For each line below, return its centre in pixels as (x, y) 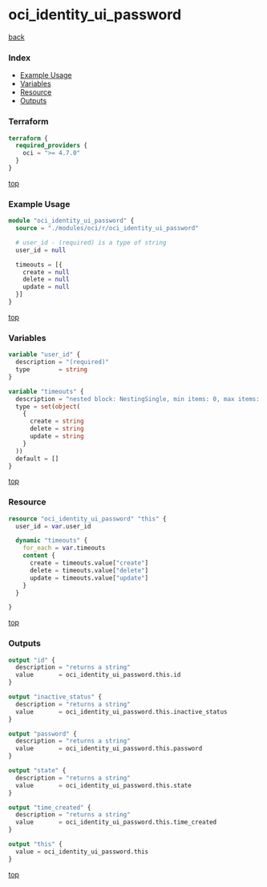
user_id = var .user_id (53, 526)
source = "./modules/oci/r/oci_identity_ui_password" (107, 229)
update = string (57, 436)
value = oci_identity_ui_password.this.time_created (116, 822)
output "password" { (43, 734)
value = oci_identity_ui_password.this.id (98, 675)
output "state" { (37, 771)
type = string (52, 370)
